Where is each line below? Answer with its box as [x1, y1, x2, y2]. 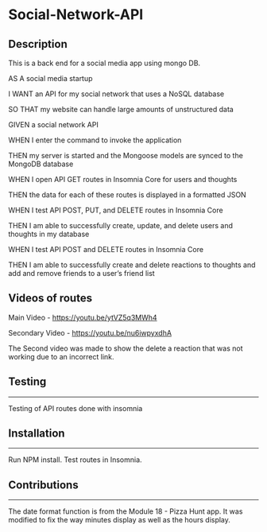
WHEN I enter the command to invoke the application [8, 135, 182, 145]
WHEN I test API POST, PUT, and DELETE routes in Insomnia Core [8, 205, 224, 215]
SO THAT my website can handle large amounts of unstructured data [8, 105, 234, 114]
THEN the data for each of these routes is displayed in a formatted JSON [8, 190, 246, 200]
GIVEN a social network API [8, 120, 99, 129]
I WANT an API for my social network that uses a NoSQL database [8, 89, 225, 99]
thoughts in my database [8, 229, 90, 239]
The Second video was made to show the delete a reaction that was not [8, 344, 243, 353]
